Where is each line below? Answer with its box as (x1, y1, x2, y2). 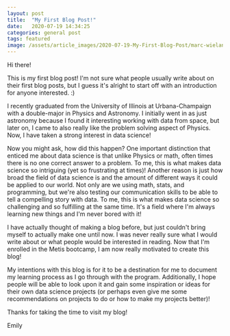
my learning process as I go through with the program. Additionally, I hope (7, 273, 216, 281)
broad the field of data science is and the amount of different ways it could (7, 173, 218, 182)
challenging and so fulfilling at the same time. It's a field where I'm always (7, 203, 216, 211)
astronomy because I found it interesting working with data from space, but (7, 117, 220, 124)
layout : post (7, 10, 44, 17)
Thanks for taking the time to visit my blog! (7, 308, 128, 316)
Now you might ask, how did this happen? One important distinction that (7, 145, 211, 152)
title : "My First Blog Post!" (7, 16, 97, 23)
